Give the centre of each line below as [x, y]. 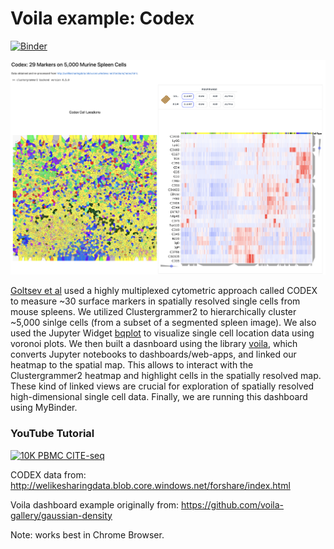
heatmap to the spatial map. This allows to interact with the [132, 365]
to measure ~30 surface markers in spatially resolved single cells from [155, 301]
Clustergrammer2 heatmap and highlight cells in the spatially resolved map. [166, 376]
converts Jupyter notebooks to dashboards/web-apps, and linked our [153, 354]
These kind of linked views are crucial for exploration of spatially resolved [162, 386]
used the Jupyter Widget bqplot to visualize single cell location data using [162, 333]
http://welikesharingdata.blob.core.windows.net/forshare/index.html [150, 485]
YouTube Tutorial [52, 434]
